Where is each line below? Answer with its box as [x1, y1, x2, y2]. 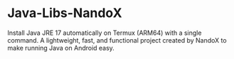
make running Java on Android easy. [7, 43, 115, 52]
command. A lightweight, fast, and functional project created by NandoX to [7, 36, 227, 44]
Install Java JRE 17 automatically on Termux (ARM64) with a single [7, 28, 202, 37]
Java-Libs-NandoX [7, 5, 122, 21]
